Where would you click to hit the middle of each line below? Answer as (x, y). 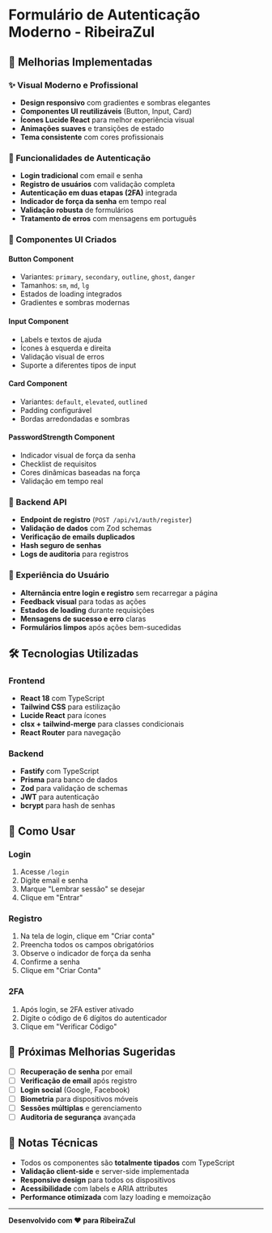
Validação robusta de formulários (76, 210)
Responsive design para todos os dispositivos (98, 1180)
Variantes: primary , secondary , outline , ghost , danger (108, 277)
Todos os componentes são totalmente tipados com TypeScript (127, 1163)
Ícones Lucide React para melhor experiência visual (107, 120)
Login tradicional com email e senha (81, 176)
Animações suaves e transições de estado (92, 128)
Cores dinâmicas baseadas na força (80, 472)
